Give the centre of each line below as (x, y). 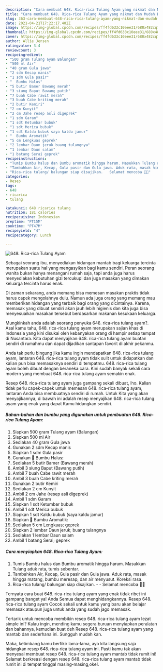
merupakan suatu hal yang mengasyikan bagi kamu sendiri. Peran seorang (80, 268)
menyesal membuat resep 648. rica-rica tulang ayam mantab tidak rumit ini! (81, 654)
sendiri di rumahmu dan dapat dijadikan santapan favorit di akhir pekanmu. (80, 344)
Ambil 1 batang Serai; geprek (41, 540)
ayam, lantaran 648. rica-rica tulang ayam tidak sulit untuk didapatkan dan (80, 358)
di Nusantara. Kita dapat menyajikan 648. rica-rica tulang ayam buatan (76, 338)
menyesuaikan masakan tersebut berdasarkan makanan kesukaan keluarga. (81, 313)
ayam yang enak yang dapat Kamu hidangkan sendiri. (59, 403)
